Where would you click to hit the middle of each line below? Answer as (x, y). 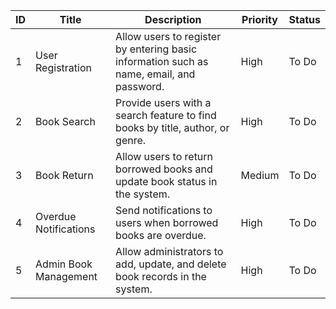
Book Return (64, 175)
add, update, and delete (171, 264)
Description (173, 19)
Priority (259, 19)
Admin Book (64, 264)
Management (66, 276)
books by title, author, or (172, 127)
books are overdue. (161, 235)
